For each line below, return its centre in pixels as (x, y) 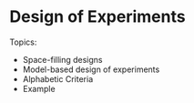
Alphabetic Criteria (58, 78)
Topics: (23, 42)
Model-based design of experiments (91, 69)
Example (39, 88)
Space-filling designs (62, 59)
